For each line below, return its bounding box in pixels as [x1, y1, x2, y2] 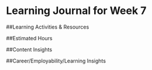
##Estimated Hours [6, 34, 53, 41]
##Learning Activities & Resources [6, 23, 89, 30]
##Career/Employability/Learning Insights [6, 57, 106, 64]
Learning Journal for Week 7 [6, 4, 147, 17]
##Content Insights [6, 45, 53, 53]
